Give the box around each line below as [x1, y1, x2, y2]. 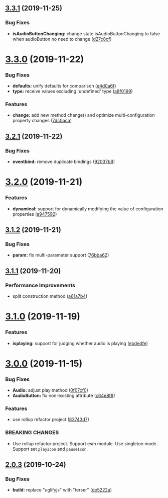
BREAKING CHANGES [5, 429, 59, 436]
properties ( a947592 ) [12, 211, 57, 217]
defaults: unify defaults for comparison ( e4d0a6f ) [12, 83, 116, 89]
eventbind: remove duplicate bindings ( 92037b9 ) [12, 158, 115, 165]
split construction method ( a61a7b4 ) [12, 293, 88, 299]
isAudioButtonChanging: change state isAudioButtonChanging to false [12, 30, 160, 37]
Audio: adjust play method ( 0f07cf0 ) [12, 387, 89, 393]
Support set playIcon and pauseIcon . [12, 446, 88, 452]
